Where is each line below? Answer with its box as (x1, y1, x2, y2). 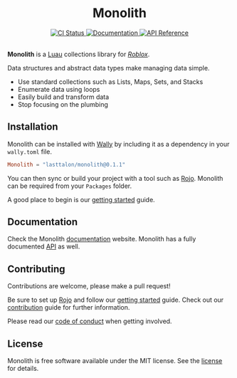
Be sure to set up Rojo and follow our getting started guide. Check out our (7, 295, 224, 304)
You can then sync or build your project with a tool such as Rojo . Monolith (7, 174, 223, 182)
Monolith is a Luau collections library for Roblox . (7, 50, 150, 58)
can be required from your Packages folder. (7, 182, 132, 190)
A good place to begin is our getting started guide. (7, 195, 155, 204)
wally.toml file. (7, 147, 52, 156)
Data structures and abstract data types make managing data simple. (7, 63, 210, 72)
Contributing (7, 263, 65, 275)
